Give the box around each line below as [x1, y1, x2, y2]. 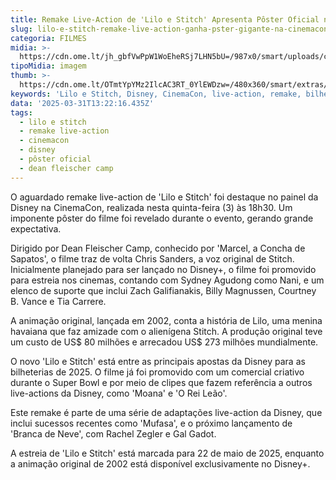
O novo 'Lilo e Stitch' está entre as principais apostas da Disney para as [10, 355, 306, 367]
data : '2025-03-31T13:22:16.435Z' [10, 98, 155, 108]
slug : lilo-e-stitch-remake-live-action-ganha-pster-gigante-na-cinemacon [10, 24, 329, 34]
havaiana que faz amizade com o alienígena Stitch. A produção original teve [10, 325, 323, 337]
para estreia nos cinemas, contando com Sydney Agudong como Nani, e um [10, 274, 325, 286]
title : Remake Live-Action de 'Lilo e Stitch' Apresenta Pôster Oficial [10, 14, 320, 25]
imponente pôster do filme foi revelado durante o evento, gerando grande [10, 212, 314, 224]
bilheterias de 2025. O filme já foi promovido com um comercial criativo [10, 366, 305, 378]
